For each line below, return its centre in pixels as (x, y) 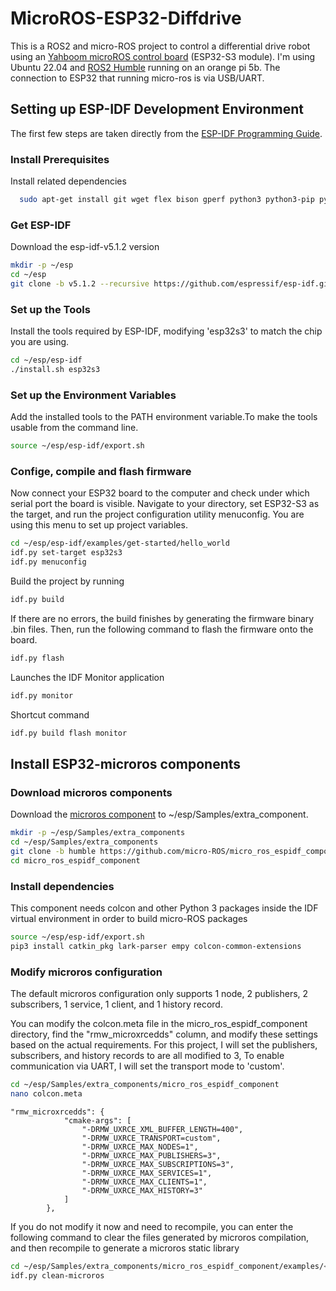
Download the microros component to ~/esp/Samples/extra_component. (159, 814)
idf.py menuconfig (48, 562)
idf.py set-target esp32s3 (66, 553)
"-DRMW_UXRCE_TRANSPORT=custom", (151, 1138)
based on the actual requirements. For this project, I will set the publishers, (164, 1045)
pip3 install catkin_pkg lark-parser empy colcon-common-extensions (156, 946)
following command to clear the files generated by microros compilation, (160, 1237)
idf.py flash (37, 658)
